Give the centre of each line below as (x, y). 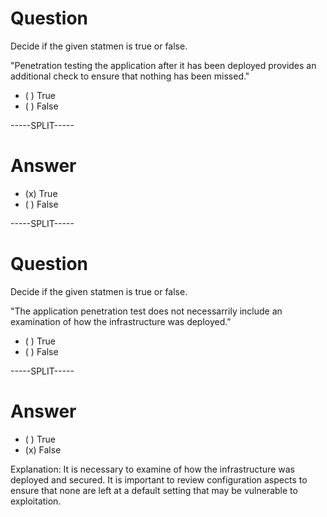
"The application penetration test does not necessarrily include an (146, 311)
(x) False (43, 449)
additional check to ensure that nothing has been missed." (130, 76)
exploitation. (36, 501)
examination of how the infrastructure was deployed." (121, 321)
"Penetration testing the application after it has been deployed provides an (163, 65)
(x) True (41, 193)
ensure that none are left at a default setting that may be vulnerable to (154, 490)
